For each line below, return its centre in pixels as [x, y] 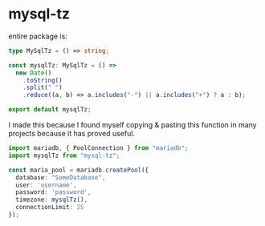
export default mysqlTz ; [50, 110]
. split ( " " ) [43, 88]
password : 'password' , [53, 192]
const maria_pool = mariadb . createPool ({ [79, 170]
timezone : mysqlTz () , [52, 200]
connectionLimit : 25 [50, 208]
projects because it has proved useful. [71, 134]
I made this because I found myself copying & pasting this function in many [132, 125]
